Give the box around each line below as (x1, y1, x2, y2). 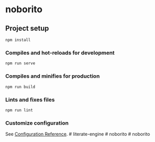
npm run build (5, 84, 36, 89)
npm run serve (5, 61, 36, 66)
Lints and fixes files (5, 96, 55, 103)
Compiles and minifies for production (5, 73, 100, 80)
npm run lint (5, 107, 33, 113)
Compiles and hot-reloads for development (5, 49, 115, 56)
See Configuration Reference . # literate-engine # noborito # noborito (5, 131, 150, 137)
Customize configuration (5, 119, 69, 126)
